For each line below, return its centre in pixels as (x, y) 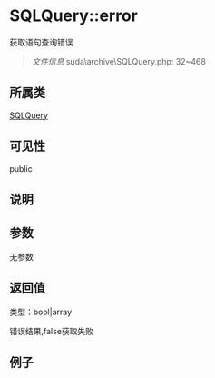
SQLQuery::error (73, 16)
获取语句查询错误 (41, 42)
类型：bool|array (41, 312)
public (21, 168)
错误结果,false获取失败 (51, 331)
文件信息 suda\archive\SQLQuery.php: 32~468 (119, 61)
